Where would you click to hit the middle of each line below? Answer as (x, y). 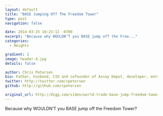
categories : (17, 41)
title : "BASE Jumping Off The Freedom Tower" (52, 14)
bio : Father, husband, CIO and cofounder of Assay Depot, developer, (77, 77)
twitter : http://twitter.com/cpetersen (45, 81)
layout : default (21, 10)
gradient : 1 (17, 54)
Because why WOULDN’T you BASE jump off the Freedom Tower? (71, 108)
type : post (16, 19)
